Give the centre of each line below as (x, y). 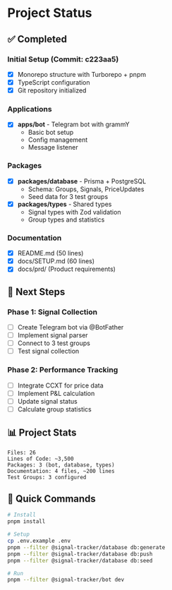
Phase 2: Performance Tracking (63, 370)
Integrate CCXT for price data (60, 385)
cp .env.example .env (39, 541)
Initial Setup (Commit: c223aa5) (63, 59)
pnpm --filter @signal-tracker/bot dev (66, 580)
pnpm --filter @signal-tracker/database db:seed (80, 560)
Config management (58, 140)
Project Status (50, 13)
